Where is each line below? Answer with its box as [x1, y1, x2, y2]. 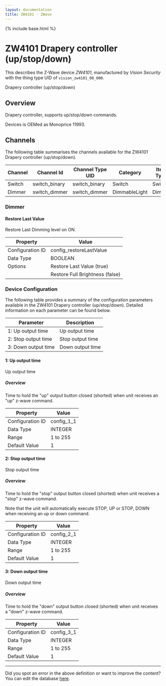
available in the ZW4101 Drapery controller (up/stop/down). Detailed [5, 302, 143, 308]
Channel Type [73, 166, 107, 173]
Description [66, 319, 95, 326]
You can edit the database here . [5, 676, 70, 681]
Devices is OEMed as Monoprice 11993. [5, 122, 85, 128]
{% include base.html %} [5, 25, 56, 31]
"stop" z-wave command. [5, 495, 58, 501]
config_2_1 [50, 531, 77, 538]
